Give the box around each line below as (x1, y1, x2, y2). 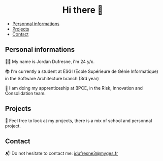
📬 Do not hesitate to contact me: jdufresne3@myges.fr (5, 150, 118, 157)
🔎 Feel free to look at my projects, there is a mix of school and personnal (5, 118, 152, 124)
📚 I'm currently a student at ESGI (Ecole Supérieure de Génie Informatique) (5, 68, 159, 74)
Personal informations (5, 45, 75, 54)
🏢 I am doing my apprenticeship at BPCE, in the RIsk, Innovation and (5, 85, 143, 91)
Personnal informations (12, 21, 60, 27)
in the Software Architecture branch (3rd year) (5, 75, 99, 81)
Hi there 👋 (62, 4, 103, 16)
